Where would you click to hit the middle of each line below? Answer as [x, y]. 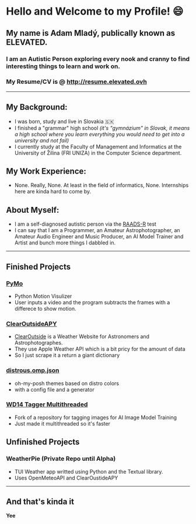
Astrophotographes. [38, 343]
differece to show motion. [45, 308]
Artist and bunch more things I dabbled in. [65, 243]
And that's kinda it [40, 501]
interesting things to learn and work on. [63, 66]
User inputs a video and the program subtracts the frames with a [92, 302]
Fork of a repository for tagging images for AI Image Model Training [95, 417]
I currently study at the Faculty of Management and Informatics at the [98, 147]
